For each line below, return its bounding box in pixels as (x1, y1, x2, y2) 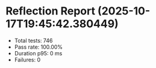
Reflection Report (5, 4, 96, 18)
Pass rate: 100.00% (14, 43, 63, 51)
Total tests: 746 (14, 37, 53, 44)
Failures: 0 (14, 56, 41, 63)
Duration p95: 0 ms (14, 49, 63, 57)
